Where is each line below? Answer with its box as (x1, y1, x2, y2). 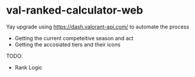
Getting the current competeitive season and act (14, 34, 134, 41)
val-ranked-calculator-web (6, 4, 143, 17)
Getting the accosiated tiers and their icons (14, 41, 121, 48)
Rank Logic (14, 63, 43, 71)
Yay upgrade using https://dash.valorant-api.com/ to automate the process (6, 23, 190, 30)
